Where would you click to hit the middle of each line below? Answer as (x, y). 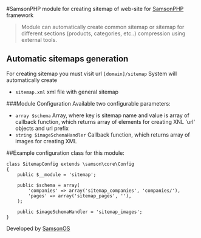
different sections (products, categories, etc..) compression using (103, 33)
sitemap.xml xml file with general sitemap (67, 92)
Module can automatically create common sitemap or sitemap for (103, 27)
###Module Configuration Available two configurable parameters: (89, 103)
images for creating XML (46, 141)
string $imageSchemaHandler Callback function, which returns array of (102, 134)
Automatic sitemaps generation (67, 59)
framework (20, 15)
